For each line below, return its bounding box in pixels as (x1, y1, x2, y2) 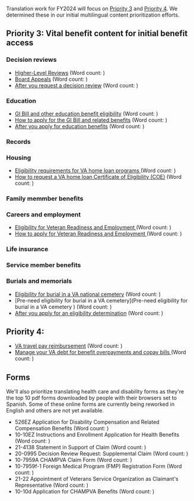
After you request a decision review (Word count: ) (14, 81, 138, 89)
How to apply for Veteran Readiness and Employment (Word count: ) (14, 230, 182, 237)
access (6, 38, 34, 48)
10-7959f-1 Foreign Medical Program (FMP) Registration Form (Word (14, 463, 182, 470)
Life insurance (6, 245, 49, 253)
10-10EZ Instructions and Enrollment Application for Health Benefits (14, 431, 180, 439)
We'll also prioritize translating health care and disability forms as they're (6, 388, 185, 395)
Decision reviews (6, 56, 57, 64)
